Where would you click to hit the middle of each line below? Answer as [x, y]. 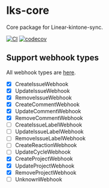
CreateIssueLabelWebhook [48, 125]
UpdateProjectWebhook [45, 166]
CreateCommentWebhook [47, 104]
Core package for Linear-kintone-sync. [55, 27]
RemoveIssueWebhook [43, 98]
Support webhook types [53, 58]
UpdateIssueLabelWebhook [49, 132]
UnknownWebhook [39, 179]
